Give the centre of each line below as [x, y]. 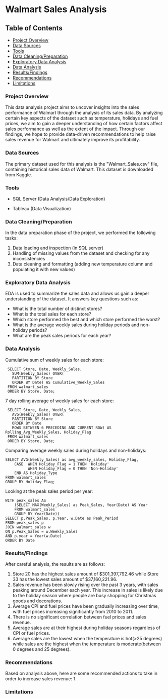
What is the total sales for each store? [52, 314]
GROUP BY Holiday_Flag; [30, 482]
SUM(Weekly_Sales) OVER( [38, 373]
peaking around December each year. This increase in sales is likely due [88, 590]
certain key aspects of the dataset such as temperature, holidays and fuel [82, 118]
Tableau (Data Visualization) [42, 208]
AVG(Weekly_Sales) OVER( [38, 414]
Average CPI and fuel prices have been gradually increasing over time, [86, 606]
